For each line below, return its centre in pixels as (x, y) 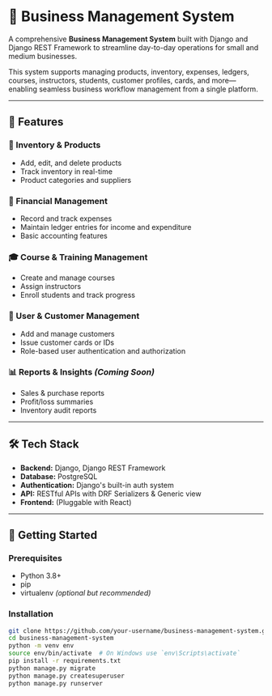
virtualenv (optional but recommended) (85, 593)
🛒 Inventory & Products (55, 145)
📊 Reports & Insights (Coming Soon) (82, 372)
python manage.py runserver (56, 683)
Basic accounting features (64, 236)
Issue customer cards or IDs (67, 342)
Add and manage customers (67, 333)
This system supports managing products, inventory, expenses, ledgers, (129, 71)
